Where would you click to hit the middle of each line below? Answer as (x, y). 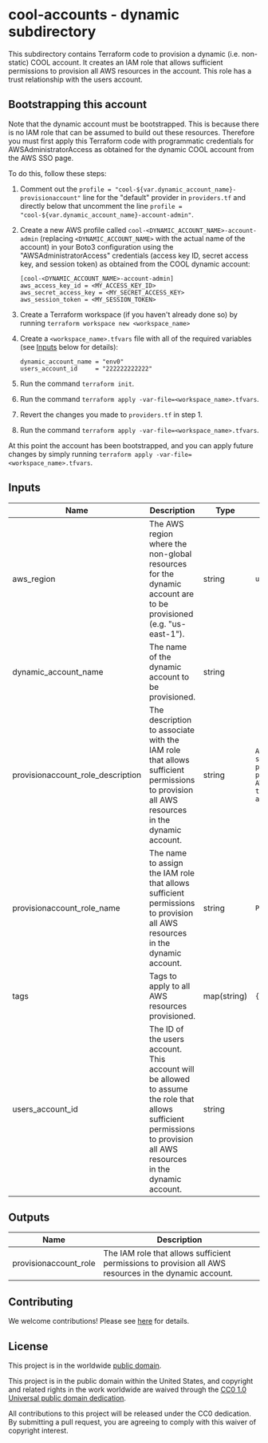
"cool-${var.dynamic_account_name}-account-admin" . (106, 214)
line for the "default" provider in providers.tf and (164, 197)
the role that (171, 1099)
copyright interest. (39, 1431)
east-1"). (167, 634)
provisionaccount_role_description (77, 775)
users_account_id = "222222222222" (86, 369)
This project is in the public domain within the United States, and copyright (131, 1381)
